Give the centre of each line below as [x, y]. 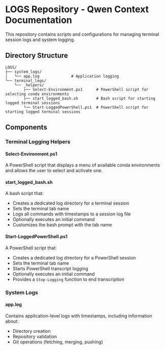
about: [12, 321]
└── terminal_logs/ [26, 81]
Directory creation [31, 331]
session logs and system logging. [40, 40]
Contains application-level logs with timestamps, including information [79, 315]
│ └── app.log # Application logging [62, 76]
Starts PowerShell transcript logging [50, 268]
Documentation [39, 20]
